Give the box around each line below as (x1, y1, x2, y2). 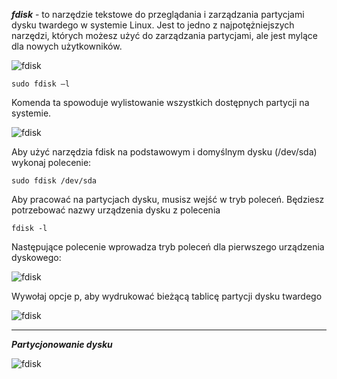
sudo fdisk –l (11, 79, 71, 89)
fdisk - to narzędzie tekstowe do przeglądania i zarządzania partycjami (11, 9, 305, 20)
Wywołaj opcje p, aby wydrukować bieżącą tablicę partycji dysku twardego (11, 290, 323, 302)
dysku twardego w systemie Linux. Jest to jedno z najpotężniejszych (11, 19, 295, 31)
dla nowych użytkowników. (11, 40, 123, 52)
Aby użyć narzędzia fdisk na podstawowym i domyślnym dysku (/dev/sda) (11, 146, 318, 158)
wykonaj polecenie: (11, 157, 92, 168)
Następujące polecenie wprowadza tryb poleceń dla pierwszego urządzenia (11, 241, 325, 253)
